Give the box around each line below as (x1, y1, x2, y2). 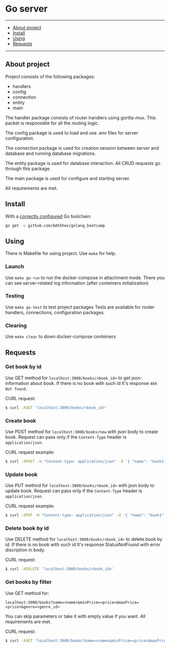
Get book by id (5, 363, 42, 370)
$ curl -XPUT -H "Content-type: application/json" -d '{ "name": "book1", (5, 513, 166, 518)
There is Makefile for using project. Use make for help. (5, 250, 117, 256)
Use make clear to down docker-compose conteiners (5, 333, 116, 339)
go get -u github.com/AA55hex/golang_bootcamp (5, 223, 105, 228)
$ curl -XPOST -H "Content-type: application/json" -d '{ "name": (5, 459, 148, 464)
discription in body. (5, 547, 46, 553)
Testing (5, 292, 24, 299)
